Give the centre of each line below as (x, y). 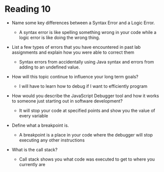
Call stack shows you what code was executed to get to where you (87, 159)
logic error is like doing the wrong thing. (60, 37)
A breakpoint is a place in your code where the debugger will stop (86, 135)
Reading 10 (28, 9)
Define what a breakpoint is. (40, 125)
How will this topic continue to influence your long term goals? (75, 76)
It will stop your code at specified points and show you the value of (87, 110)
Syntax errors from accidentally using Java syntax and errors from (86, 62)
